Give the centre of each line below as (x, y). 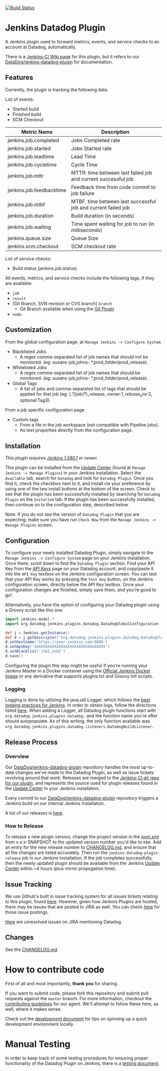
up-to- (148, 767)
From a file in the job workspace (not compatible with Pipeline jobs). (89, 425)
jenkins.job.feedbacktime (37, 190)
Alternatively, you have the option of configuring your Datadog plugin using (82, 605)
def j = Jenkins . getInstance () (38, 633)
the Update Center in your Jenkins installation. (53, 788)
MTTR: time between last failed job (112, 173)
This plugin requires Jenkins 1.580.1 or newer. (52, 458)
